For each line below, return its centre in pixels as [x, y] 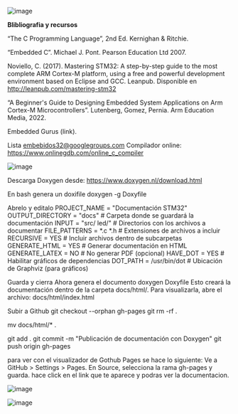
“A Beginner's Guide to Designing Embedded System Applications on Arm [115, 102]
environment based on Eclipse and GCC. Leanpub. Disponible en [102, 81]
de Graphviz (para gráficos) [48, 268]
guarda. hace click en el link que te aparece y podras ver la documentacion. [118, 375]
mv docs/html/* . [32, 325]
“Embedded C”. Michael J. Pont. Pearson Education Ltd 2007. [97, 52]
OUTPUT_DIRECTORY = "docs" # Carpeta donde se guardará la [101, 216]
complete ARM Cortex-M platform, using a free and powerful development [116, 74]
